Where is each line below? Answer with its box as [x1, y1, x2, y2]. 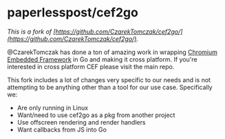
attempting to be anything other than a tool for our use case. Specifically [7, 83, 213, 91]
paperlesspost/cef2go [7, 5, 139, 21]
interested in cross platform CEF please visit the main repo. [7, 62, 175, 71]
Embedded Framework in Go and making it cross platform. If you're [7, 55, 197, 63]
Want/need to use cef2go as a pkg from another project [17, 111, 175, 119]
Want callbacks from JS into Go [17, 125, 107, 134]
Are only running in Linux [17, 103, 88, 112]
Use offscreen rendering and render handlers [17, 118, 146, 126]
